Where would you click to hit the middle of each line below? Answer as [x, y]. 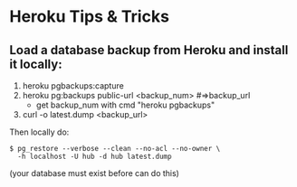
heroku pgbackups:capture [73, 86]
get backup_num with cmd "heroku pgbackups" [125, 105]
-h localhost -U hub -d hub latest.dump [95, 156]
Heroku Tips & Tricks [90, 17]
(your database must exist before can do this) [94, 173]
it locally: [36, 64]
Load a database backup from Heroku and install [149, 50]
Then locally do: [39, 132]
